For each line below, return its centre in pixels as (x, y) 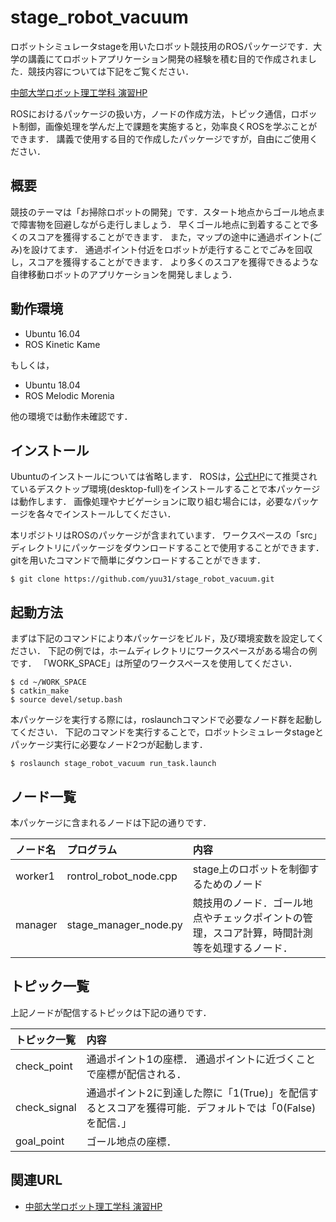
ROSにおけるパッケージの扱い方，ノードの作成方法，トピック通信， (151, 113)
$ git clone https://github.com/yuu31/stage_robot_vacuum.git (142, 579)
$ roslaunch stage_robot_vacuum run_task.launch (113, 764)
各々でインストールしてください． (106, 514)
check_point (44, 1066)
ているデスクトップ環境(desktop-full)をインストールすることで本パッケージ (165, 489)
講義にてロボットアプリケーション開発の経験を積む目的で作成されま (167, 58)
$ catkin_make (40, 691)
